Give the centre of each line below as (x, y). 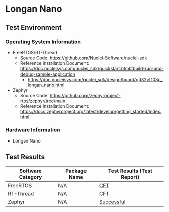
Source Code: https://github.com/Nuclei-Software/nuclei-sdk (83, 58)
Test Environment (33, 27)
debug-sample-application (48, 74)
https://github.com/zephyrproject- (85, 95)
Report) (130, 177)
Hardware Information (33, 130)
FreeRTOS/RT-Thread (35, 52)
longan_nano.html (46, 85)
